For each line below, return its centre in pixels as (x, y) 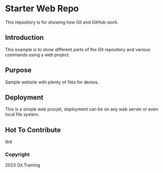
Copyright (17, 154)
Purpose (18, 70)
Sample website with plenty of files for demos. (52, 82)
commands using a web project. (38, 55)
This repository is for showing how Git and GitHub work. (62, 22)
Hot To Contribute (33, 130)
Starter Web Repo (42, 9)
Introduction (25, 38)
